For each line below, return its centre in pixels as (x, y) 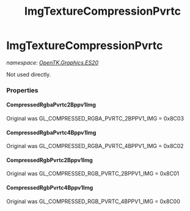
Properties (22, 90)
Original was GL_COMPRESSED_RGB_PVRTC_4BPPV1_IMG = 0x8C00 (93, 201)
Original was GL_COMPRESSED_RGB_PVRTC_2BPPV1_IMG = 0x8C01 (93, 174)
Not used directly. (29, 74)
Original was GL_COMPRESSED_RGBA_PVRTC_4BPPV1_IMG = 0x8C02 (95, 146)
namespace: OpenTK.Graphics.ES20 (53, 62)
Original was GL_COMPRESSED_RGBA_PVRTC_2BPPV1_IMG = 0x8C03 (95, 119)
